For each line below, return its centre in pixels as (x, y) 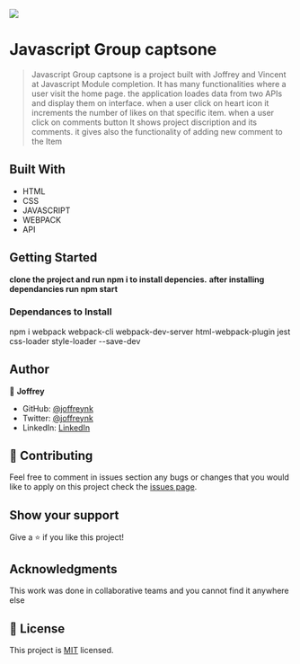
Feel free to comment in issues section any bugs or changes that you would (150, 477)
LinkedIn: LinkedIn (56, 428)
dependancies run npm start (64, 288)
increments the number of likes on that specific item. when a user (153, 112)
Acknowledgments (64, 569)
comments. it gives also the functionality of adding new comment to (157, 131)
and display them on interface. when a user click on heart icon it (150, 102)
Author (29, 370)
